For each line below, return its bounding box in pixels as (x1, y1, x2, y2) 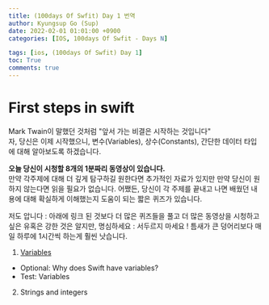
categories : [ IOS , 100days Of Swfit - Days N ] (8, 34, 168, 43)
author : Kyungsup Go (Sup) (8, 19, 99, 27)
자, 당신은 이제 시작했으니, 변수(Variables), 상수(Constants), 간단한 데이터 (8, 136, 242, 146)
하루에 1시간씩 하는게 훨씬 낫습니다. (16, 231, 128, 240)
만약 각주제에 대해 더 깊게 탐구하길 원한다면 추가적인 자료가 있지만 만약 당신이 (8, 173, 252, 183)
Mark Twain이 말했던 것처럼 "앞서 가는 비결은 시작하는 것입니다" (8, 126, 212, 136)
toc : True (8, 56, 42, 65)
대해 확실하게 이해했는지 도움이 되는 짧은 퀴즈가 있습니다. (23, 194, 203, 203)
